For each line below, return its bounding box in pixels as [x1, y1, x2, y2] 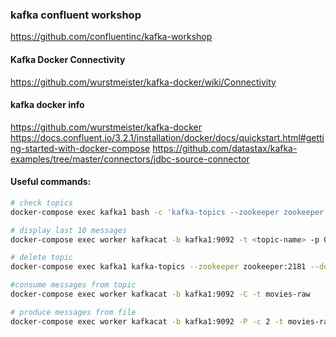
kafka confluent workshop [10, 8, 142, 22]
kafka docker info [10, 99, 85, 111]
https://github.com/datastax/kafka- [152, 142, 298, 154]
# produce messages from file [10, 307, 137, 317]
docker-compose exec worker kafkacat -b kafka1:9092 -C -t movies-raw [10, 289, 311, 300]
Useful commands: [10, 176, 92, 188]
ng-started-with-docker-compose [10, 142, 151, 154]
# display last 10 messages [10, 225, 128, 235]
